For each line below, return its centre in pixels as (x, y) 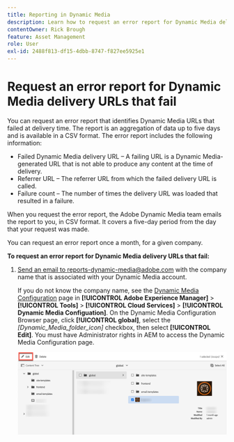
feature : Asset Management (46, 37)
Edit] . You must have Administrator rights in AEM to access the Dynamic (121, 335)
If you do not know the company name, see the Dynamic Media (108, 290)
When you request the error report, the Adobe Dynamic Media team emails (115, 214)
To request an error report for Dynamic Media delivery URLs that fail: (109, 256)
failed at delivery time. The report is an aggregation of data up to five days (114, 128)
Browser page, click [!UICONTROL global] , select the (94, 319)
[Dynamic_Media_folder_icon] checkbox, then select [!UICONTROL (114, 327)
